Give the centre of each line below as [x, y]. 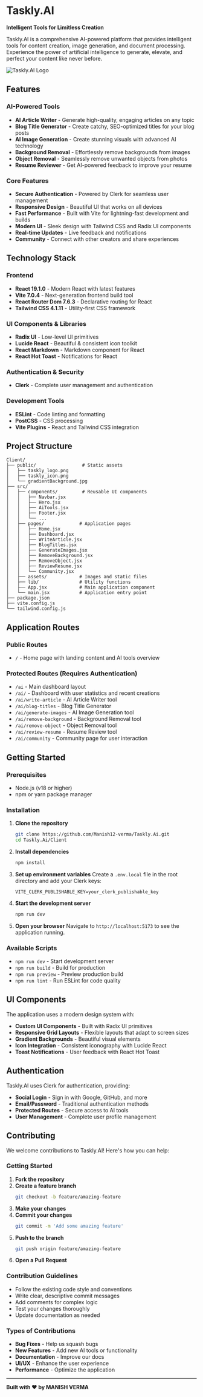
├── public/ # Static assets [64, 465]
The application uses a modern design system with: [70, 1014]
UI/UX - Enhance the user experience [62, 1364]
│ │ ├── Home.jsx [34, 529]
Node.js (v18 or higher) [43, 788]
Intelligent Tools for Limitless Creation [55, 27]
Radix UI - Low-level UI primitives [57, 337]
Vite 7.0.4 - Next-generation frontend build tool [74, 295]
